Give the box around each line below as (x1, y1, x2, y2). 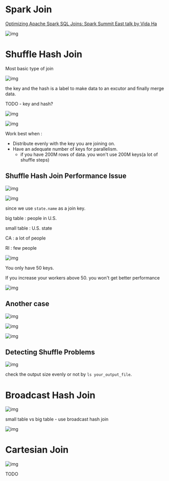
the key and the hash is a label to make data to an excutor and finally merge (5, 85, 164, 91)
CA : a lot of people (5, 235, 46, 241)
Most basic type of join (5, 65, 54, 71)
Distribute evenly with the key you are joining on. (12, 140, 115, 147)
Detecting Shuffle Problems (5, 348, 95, 356)
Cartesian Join (5, 444, 69, 456)
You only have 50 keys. (5, 265, 55, 271)
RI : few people (5, 245, 37, 251)
